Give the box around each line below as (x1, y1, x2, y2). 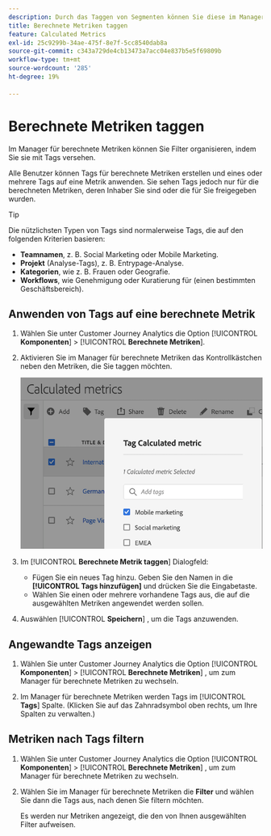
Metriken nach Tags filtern (8, 733, 144, 746)
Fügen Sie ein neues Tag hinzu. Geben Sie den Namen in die (31, 572, 234, 582)
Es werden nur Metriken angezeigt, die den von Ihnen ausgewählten (19, 811, 247, 821)
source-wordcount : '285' (8, 65, 92, 73)
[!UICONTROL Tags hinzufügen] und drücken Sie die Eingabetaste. (31, 581, 258, 591)
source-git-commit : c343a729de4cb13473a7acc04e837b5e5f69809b (8, 47, 222, 56)
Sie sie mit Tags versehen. (8, 152, 96, 162)
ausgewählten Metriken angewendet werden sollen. (31, 598, 204, 608)
